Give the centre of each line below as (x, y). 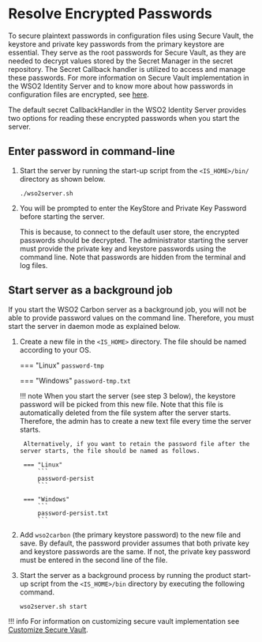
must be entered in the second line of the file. (94, 560)
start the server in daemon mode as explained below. (94, 326)
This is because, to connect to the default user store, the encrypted (129, 232)
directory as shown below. (62, 179)
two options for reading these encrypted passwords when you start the (124, 118)
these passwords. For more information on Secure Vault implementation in (129, 77)
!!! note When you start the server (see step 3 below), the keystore (127, 395)
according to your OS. (55, 349)
